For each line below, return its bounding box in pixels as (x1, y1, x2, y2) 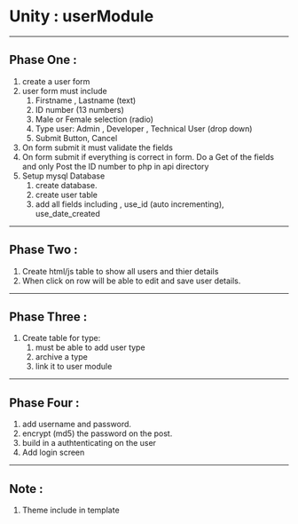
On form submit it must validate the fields (21, 142, 173, 153)
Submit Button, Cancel (35, 132, 118, 143)
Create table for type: (21, 333, 101, 344)
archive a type (35, 352, 89, 362)
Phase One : (9, 52, 77, 67)
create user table (35, 189, 98, 200)
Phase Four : (9, 395, 80, 410)
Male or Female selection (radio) (35, 114, 153, 124)
